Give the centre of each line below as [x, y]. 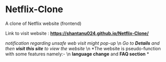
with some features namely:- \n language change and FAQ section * [77, 54]
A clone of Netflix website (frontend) [43, 23]
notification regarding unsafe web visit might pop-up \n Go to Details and [82, 43]
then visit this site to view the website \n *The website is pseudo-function [83, 48]
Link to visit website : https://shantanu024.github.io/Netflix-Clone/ [77, 33]
